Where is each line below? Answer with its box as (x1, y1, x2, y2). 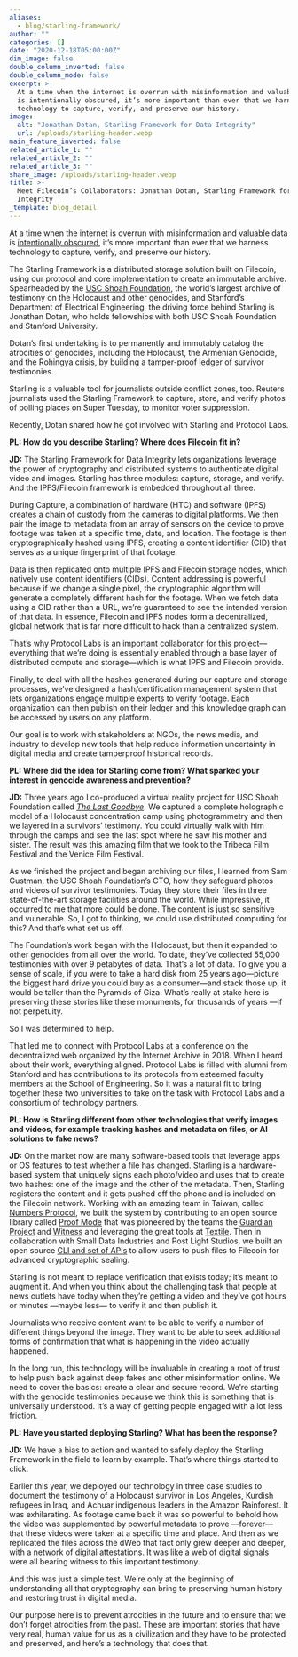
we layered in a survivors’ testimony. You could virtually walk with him (9, 820, 264, 831)
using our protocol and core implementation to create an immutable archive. (9, 273, 286, 284)
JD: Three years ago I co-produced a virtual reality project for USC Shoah (9, 792, 279, 802)
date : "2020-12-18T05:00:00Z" (9, 46, 122, 55)
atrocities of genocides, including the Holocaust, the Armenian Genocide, (9, 347, 278, 358)
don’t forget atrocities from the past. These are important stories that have (9, 1619, 281, 1629)
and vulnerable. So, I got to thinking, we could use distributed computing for (9, 913, 287, 923)
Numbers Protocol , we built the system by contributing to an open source (9, 1207, 278, 1218)
